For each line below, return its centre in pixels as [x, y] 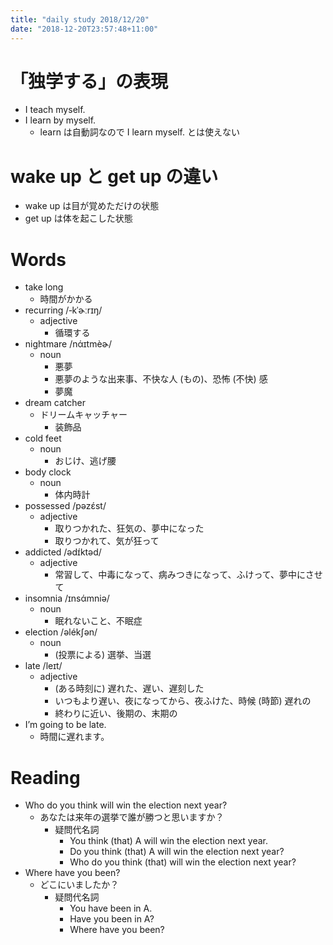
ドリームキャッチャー [83, 415]
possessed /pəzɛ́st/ [65, 506]
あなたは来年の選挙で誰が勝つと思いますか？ [132, 817]
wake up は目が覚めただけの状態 [92, 206]
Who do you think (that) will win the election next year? [183, 862]
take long [44, 287]
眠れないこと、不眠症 [98, 621]
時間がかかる [66, 299]
